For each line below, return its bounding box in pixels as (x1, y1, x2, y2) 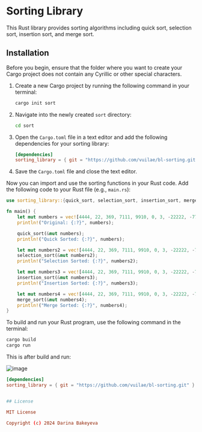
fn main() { (6, 209, 36, 215)
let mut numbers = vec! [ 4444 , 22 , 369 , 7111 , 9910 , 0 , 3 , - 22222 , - (17, 214, 192, 220)
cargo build (6, 337, 36, 343)
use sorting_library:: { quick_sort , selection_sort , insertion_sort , (6, 197, 182, 204)
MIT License (6, 409, 36, 415)
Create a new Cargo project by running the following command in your (14, 82, 190, 89)
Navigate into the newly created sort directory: (14, 111, 132, 118)
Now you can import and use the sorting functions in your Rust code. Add (6, 179, 189, 187)
